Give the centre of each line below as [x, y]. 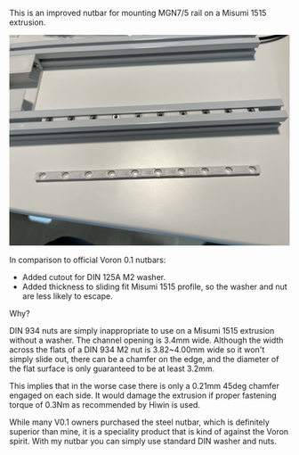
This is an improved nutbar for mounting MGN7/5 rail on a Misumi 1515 [138, 13]
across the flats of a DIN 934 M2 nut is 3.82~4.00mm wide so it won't [137, 350]
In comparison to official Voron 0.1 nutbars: [88, 260]
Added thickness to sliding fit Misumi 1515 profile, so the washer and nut [154, 286]
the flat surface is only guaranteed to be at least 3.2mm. [112, 368]
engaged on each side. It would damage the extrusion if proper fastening [143, 395]
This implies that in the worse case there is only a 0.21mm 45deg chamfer [145, 386]
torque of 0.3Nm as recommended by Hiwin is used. [105, 405]
